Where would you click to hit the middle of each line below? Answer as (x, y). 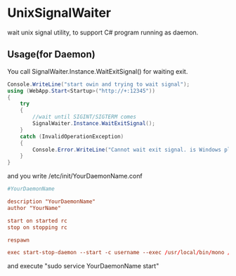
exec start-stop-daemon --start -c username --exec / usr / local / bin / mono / (119, 253)
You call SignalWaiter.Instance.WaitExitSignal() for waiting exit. (98, 71)
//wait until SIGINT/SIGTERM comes (85, 117)
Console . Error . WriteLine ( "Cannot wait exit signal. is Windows (127, 150)
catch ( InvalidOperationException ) (72, 136)
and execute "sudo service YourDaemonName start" (83, 266)
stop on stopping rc (38, 227)
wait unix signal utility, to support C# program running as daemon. (103, 32)
